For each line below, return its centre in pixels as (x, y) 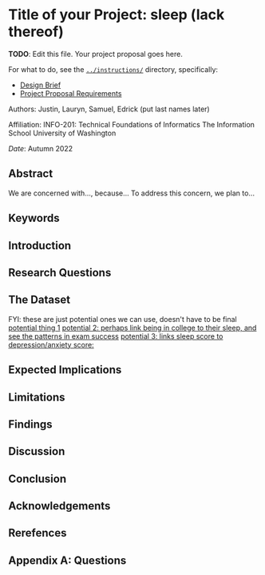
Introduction (40, 245)
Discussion (37, 451)
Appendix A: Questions (67, 560)
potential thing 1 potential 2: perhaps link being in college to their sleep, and (132, 328)
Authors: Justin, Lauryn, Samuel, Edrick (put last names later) (109, 109)
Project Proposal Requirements (71, 93)
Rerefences (38, 533)
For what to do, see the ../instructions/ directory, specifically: (113, 69)
